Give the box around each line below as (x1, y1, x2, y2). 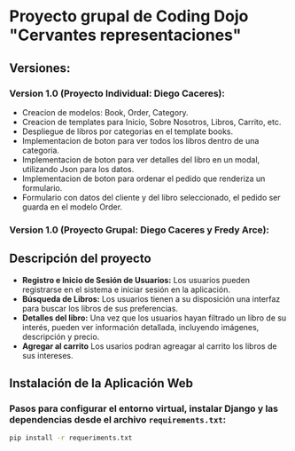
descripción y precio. (21, 331, 100, 342)
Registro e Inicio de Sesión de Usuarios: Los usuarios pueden (21, 274, 251, 285)
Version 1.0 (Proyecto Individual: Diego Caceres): (9, 87, 226, 99)
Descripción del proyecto (9, 251, 152, 266)
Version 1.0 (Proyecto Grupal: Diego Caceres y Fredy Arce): (9, 224, 270, 236)
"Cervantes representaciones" (9, 25, 242, 45)
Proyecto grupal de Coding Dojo (9, 6, 249, 27)
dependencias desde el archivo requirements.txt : (9, 413, 227, 425)
